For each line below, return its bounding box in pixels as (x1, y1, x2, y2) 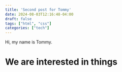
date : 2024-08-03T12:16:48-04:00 (5, 12, 74, 17)
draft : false (5, 16, 32, 21)
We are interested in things (5, 56, 118, 68)
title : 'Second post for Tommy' (5, 7, 71, 12)
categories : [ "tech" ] (5, 26, 50, 31)
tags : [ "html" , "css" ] (5, 21, 52, 26)
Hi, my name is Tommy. (5, 39, 53, 45)
